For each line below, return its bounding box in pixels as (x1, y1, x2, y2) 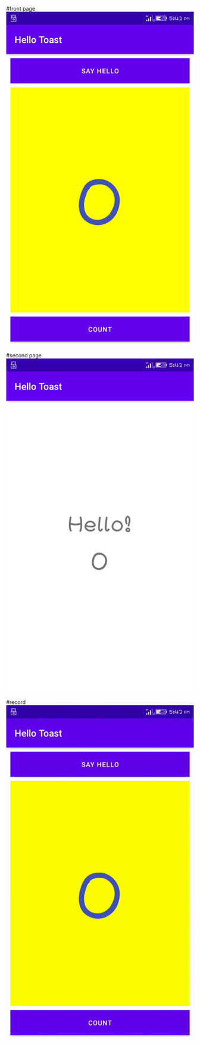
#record (6, 699, 26, 706)
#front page (6, 5, 36, 12)
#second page (6, 352, 42, 359)
